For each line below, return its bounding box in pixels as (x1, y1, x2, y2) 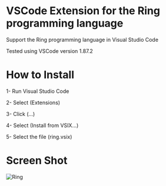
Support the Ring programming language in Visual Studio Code (6, 36, 159, 43)
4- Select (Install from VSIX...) (6, 122, 79, 129)
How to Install (6, 68, 75, 82)
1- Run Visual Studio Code (6, 87, 69, 95)
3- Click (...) (6, 110, 35, 117)
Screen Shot (6, 154, 68, 167)
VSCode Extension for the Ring (6, 4, 161, 18)
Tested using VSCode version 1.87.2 (6, 47, 93, 54)
